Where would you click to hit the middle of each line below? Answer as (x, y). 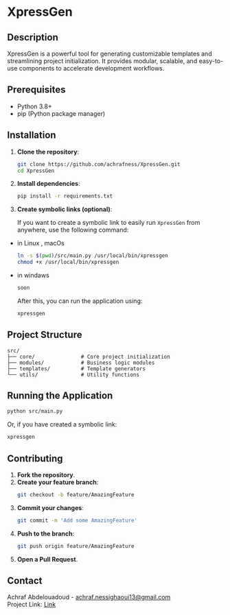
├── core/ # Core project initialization (89, 357)
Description (33, 37)
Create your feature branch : (58, 482)
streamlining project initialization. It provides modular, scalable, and (102, 61)
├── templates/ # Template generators (77, 369)
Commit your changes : (50, 507)
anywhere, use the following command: (73, 230)
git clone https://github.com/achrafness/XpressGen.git (99, 164)
